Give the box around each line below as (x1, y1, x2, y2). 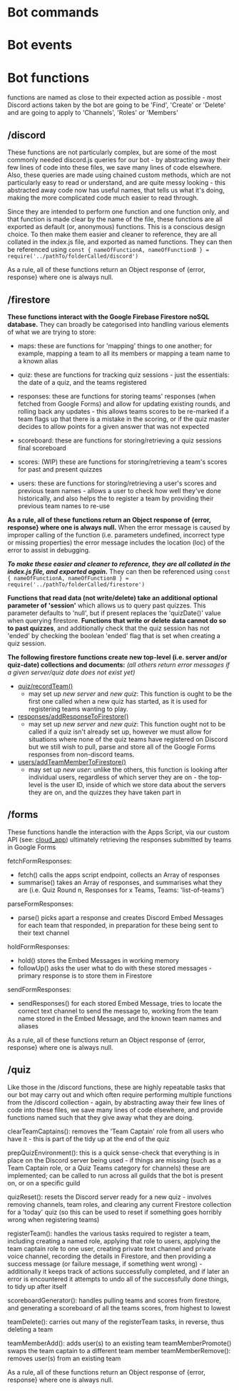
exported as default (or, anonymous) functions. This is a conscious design (7, 223, 225, 231)
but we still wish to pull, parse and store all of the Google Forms (28, 742, 216, 751)
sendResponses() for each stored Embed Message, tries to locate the (17, 998, 223, 1007)
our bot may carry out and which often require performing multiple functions (7, 1090, 232, 1099)
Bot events (7, 37, 73, 54)
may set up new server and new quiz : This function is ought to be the (28, 689, 233, 698)
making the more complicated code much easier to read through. (7, 193, 198, 202)
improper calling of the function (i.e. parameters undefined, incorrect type (7, 530, 225, 539)
